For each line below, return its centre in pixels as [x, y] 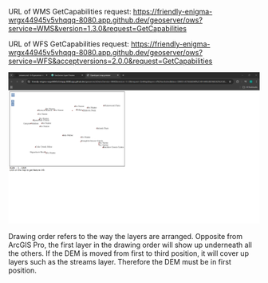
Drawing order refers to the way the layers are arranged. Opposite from [126, 236]
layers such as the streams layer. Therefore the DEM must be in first [120, 261]
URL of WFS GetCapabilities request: [69, 44]
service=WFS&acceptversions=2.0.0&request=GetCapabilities [110, 61]
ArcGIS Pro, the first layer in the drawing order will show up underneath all [130, 245]
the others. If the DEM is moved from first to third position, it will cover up [129, 253]
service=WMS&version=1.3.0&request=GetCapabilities [98, 28]
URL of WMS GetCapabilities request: [70, 12]
